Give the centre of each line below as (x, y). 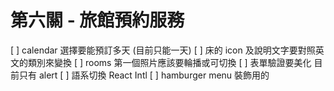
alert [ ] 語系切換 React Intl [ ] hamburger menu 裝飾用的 (154, 75)
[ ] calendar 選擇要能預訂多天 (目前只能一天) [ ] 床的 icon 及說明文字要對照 (163, 50)
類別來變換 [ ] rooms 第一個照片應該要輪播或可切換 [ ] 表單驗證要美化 (169, 62)
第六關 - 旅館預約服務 (97, 20)
